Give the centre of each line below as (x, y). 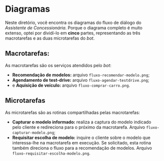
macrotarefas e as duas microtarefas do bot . (50, 38)
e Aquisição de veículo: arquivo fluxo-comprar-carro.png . (71, 85)
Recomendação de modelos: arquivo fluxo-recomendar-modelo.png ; (81, 75)
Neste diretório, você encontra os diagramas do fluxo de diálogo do (73, 23)
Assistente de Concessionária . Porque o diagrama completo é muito (74, 27)
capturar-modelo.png (33, 133)
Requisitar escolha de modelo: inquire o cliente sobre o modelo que (81, 138)
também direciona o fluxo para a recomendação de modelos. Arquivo (82, 148)
